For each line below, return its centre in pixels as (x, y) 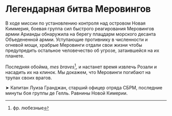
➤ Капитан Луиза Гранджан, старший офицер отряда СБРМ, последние (84, 87)
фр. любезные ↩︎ (31, 108)
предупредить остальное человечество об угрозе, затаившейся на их (82, 50)
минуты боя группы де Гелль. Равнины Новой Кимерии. (67, 93)
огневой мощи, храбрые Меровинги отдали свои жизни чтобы (74, 45)
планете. (15, 56)
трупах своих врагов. (29, 78)
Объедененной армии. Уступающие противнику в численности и (77, 40)
